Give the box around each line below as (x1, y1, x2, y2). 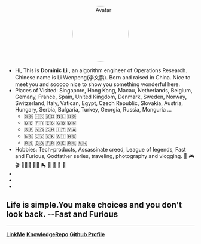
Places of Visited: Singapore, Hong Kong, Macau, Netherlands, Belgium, (14, 87, 193, 94)
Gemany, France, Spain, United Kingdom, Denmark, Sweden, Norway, (14, 93, 187, 100)
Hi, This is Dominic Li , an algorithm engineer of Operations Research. (14, 67, 187, 74)
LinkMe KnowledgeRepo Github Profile (6, 230, 105, 238)
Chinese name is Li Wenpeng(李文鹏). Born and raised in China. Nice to (14, 74, 191, 81)
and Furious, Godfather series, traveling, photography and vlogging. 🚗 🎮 (14, 153, 194, 159)
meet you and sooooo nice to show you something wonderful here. (14, 81, 181, 88)
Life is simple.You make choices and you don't (6, 200, 182, 210)
